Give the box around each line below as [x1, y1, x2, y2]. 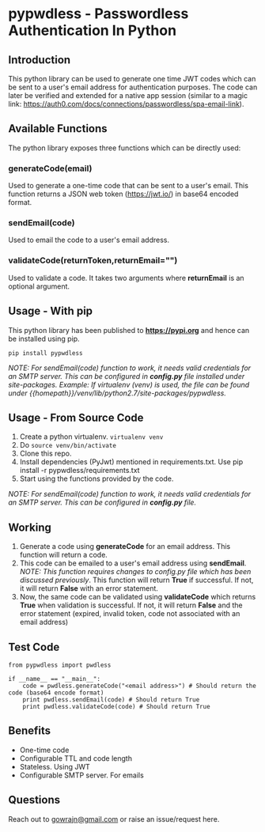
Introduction [8, 53, 71, 66]
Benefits [8, 724, 51, 738]
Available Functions [8, 122, 108, 135]
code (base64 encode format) [8, 689, 104, 697]
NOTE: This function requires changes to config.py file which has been [19, 567, 252, 577]
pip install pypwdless [8, 349, 83, 357]
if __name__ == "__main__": [8, 675, 101, 683]
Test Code [8, 640, 60, 653]
